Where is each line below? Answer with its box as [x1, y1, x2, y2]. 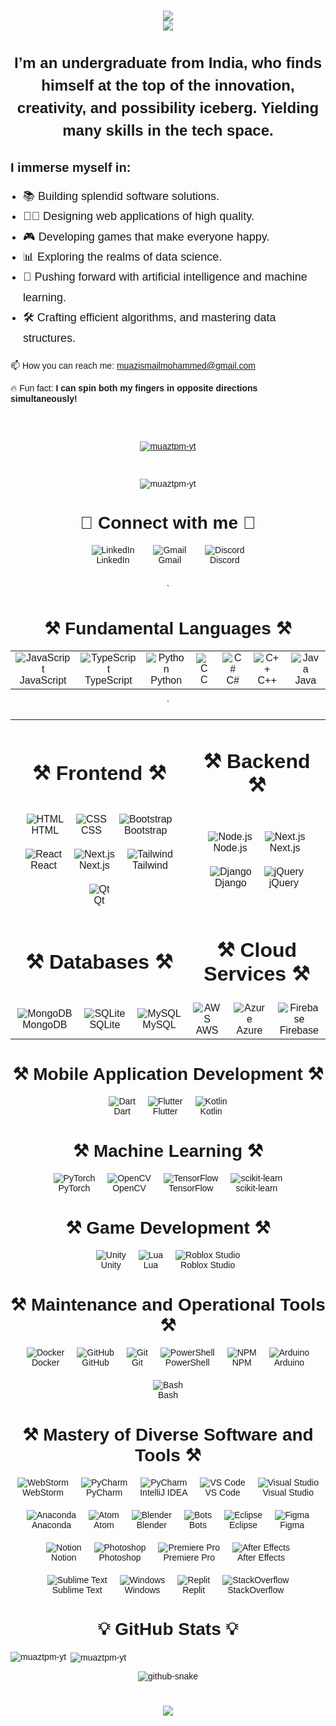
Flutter [152, 1106, 178, 1117]
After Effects [236, 1551, 285, 1563]
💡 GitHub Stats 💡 [97, 1619, 239, 1640]
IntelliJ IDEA [139, 1486, 188, 1498]
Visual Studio [262, 1486, 314, 1498]
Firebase [279, 1025, 319, 1037]
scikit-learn [235, 1183, 278, 1194]
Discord [209, 554, 240, 565]
